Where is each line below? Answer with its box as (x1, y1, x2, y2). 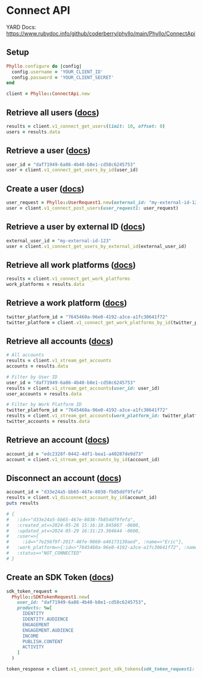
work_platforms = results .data (6, 282, 85, 288)
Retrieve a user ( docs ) (6, 145, 91, 156)
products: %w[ (17, 605, 52, 611)
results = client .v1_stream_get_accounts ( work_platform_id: (6, 413, 161, 419)
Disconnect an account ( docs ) (6, 473, 122, 483)
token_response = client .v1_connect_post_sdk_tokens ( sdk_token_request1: (6, 666, 195, 672)
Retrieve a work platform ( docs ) (6, 298, 127, 308)
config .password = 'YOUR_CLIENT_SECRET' (11, 74, 114, 80)
